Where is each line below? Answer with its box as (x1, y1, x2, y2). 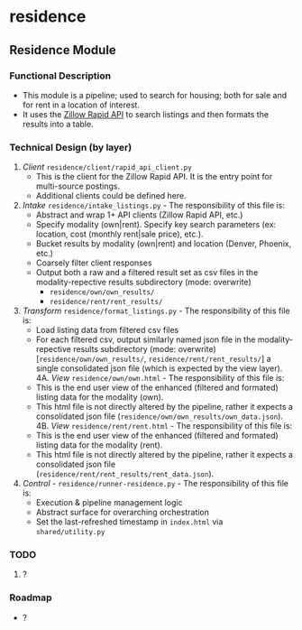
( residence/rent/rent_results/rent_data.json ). (35, 468, 215, 479)
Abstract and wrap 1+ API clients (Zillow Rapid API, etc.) (35, 209, 243, 220)
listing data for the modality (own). (35, 392, 164, 403)
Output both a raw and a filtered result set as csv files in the (35, 267, 259, 278)
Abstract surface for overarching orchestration (35, 507, 210, 518)
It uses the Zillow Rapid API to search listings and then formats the (22, 108, 269, 119)
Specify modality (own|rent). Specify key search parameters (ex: (35, 219, 277, 230)
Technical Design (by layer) (9, 141, 133, 153)
